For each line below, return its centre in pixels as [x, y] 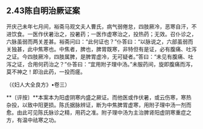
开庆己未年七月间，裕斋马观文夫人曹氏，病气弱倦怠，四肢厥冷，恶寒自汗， [99, 27]
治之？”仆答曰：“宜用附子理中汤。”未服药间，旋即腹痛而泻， [122, 64]
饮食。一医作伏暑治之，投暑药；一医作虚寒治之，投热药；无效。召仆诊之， [104, 34]
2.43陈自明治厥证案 [43, 11]
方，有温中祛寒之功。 [33, 120]
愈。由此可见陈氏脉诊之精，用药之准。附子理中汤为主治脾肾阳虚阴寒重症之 [99, 112]
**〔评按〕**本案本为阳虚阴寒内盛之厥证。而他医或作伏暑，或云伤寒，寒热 [99, 97]
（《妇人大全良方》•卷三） [38, 84]
